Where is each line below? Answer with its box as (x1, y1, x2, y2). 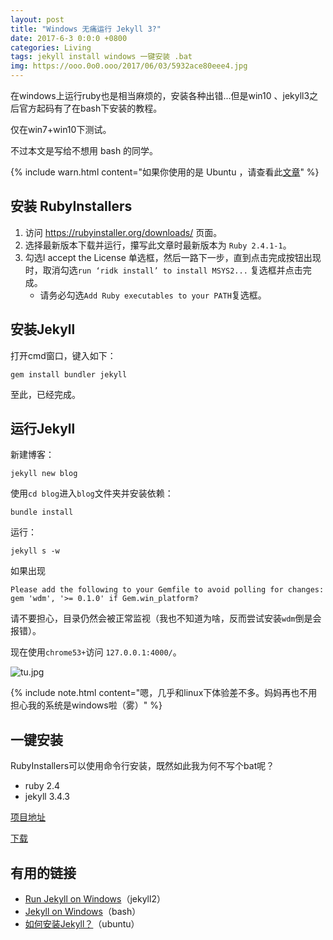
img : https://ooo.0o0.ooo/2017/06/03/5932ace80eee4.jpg (10, 61, 248, 71)
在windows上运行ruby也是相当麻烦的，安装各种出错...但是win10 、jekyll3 (10, 90, 310, 101)
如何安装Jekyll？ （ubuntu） (24, 918, 140, 930)
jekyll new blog (10, 469, 78, 479)
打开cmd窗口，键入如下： (10, 349, 117, 361)
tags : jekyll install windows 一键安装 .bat (10, 52, 193, 62)
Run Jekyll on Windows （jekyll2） (24, 893, 166, 905)
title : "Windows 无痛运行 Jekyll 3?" (10, 24, 162, 34)
